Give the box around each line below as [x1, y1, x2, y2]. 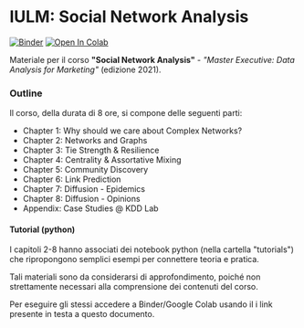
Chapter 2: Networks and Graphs [22, 135, 148, 146]
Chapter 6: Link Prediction [22, 174, 121, 185]
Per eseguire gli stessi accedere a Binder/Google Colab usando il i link [9, 299, 274, 310]
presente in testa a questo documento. [9, 309, 155, 320]
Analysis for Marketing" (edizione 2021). [9, 64, 162, 75]
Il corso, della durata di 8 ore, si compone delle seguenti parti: [9, 108, 243, 119]
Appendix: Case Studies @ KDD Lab [22, 203, 159, 214]
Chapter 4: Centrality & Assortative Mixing [22, 154, 182, 165]
